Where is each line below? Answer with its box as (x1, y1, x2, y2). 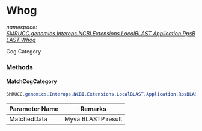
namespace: (6, 23, 37, 31)
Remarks (80, 105, 107, 113)
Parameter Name (9, 105, 59, 113)
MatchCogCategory (6, 78, 57, 85)
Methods (6, 62, 33, 71)
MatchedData (9, 115, 48, 123)
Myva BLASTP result (64, 115, 123, 123)
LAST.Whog (6, 36, 36, 43)
